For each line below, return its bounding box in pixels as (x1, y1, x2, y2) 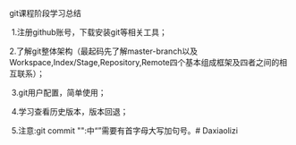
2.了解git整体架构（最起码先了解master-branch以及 (9, 46, 199, 56)
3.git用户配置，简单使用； (11, 88, 106, 98)
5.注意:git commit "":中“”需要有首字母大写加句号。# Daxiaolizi (11, 125, 239, 136)
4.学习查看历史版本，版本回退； (11, 107, 129, 116)
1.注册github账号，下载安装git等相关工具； (11, 27, 167, 38)
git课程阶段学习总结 (9, 8, 82, 18)
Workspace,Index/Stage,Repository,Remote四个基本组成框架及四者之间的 (9, 57, 280, 67)
